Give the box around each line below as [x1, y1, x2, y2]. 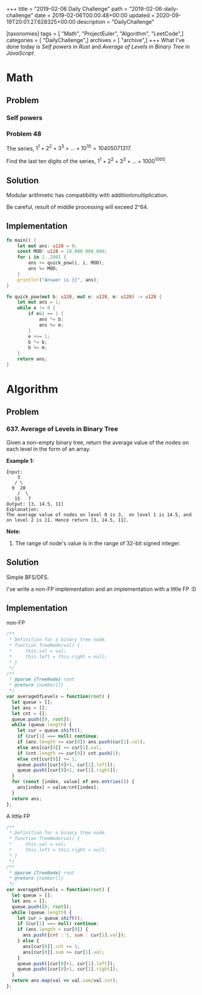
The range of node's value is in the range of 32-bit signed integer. [15, 539, 181, 547]
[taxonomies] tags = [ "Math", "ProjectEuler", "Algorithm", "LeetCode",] [6, 30, 184, 37]
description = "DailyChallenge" [77, 18, 155, 25]
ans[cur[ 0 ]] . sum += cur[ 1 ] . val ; [22, 949, 105, 955]
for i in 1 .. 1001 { [17, 254, 67, 260]
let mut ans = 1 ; [17, 299, 61, 305]
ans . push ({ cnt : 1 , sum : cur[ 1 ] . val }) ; [22, 932, 127, 938]
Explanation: [6, 506, 40, 512]
